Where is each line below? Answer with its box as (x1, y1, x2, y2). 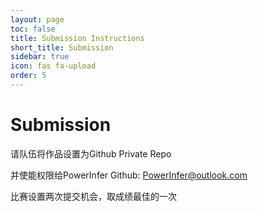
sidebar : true (10, 52, 70, 62)
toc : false (10, 24, 56, 34)
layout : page (10, 14, 65, 25)
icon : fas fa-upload (10, 61, 97, 71)
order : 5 (10, 71, 47, 81)
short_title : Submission (10, 42, 114, 53)
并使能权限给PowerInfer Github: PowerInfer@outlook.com (10, 169, 248, 181)
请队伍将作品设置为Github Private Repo (10, 147, 172, 160)
